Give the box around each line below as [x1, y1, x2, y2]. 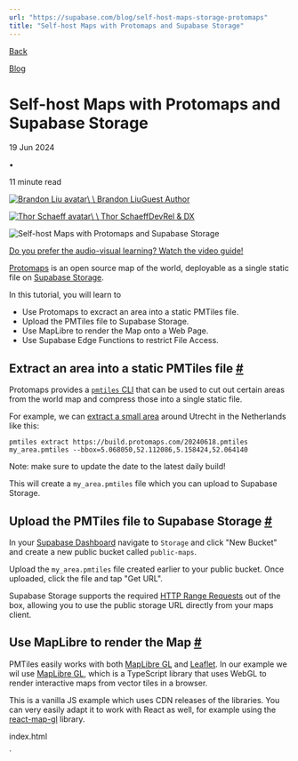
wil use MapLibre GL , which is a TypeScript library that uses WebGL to [9, 668, 268, 678]
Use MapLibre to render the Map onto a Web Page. [21, 325, 209, 336]
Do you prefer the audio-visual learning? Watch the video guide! [9, 245, 244, 256]
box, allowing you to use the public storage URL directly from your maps [9, 600, 274, 611]
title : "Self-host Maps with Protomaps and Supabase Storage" [9, 21, 245, 30]
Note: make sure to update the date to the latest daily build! [9, 461, 226, 472]
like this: [9, 421, 39, 431]
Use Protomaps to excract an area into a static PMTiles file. [21, 307, 239, 317]
